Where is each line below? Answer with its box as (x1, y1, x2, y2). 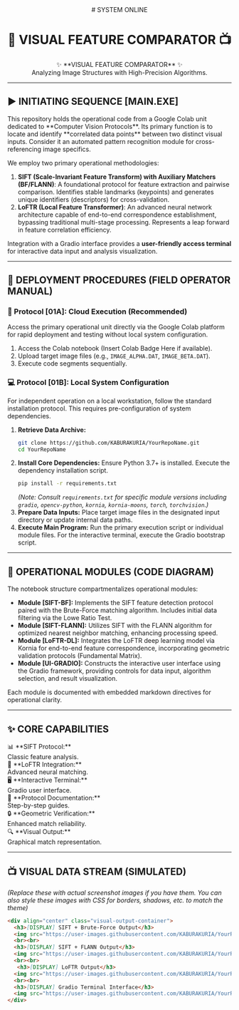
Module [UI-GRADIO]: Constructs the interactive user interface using (17, 659, 221, 668)
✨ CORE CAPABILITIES (7, 723, 109, 735)
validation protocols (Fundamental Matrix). (17, 651, 142, 660)
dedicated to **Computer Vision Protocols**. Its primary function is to (7, 122, 213, 130)
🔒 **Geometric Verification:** (7, 809, 95, 818)
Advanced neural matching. (7, 768, 89, 776)
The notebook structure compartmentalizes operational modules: (7, 584, 198, 593)
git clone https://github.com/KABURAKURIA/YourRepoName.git (17, 439, 200, 446)
